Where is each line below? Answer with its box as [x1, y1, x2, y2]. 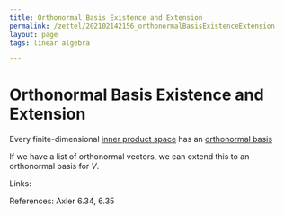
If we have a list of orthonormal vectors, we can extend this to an [9, 151, 250, 162]
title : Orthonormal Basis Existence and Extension [9, 13, 203, 22]
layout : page [9, 30, 58, 39]
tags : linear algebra [9, 38, 91, 48]
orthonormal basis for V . [9, 161, 100, 172]
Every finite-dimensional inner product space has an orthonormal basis [9, 134, 272, 145]
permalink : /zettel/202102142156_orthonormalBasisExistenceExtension [9, 22, 276, 31]
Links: [9, 178, 31, 189]
